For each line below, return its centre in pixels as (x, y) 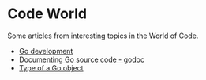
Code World (47, 14)
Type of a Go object (51, 67)
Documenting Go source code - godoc (82, 59)
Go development (46, 51)
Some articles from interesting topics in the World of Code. (103, 36)
